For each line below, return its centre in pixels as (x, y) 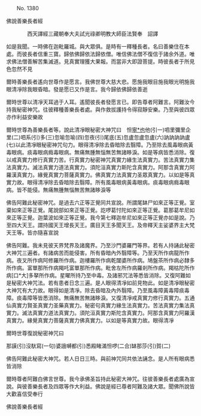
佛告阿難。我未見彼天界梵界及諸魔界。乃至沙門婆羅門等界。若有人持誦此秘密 (100, 245)
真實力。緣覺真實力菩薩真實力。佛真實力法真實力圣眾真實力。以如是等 (103, 175)
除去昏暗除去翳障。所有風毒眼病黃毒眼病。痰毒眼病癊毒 (116, 182)
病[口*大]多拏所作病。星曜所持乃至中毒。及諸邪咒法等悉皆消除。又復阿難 (96, 275)
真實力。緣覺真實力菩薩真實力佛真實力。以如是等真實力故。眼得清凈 (90, 320)
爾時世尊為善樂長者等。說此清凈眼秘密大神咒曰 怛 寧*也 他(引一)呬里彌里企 (99, 130)
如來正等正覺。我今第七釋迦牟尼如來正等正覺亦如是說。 (121, 218)
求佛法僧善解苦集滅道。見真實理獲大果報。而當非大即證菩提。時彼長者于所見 (100, 62)
